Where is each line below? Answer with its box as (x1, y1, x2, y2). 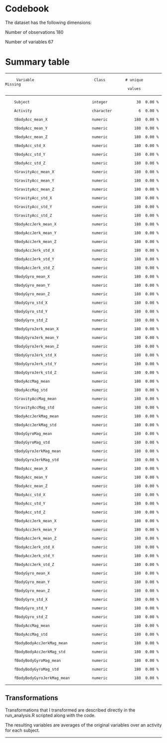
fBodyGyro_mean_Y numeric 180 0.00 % (14, 579, 159, 584)
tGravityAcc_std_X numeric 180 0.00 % (14, 195, 159, 200)
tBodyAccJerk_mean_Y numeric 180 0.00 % (14, 230, 159, 235)
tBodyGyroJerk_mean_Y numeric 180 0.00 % (14, 335, 159, 340)
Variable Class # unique (16, 77, 143, 82)
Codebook (5, 3, 49, 14)
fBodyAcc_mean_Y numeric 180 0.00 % (14, 475, 159, 480)
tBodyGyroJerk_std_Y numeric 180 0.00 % (14, 361, 159, 367)
